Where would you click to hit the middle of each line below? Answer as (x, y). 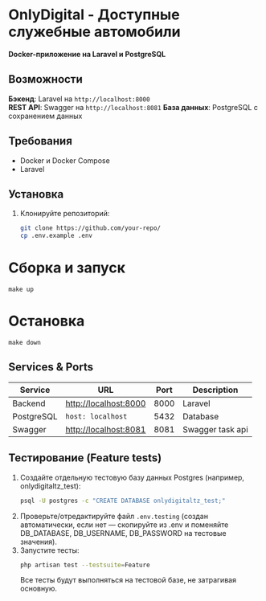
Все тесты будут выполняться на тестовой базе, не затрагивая (128, 580)
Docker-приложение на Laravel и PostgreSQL (87, 54)
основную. (39, 589)
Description (215, 390)
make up (21, 290)
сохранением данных (45, 116)
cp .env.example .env (56, 236)
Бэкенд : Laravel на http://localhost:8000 (79, 99)
